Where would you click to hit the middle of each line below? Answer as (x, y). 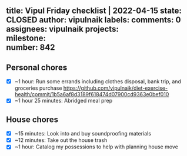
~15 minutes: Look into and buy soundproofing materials (83, 134)
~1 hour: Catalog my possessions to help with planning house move (96, 147)
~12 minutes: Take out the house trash (61, 140)
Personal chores (37, 67)
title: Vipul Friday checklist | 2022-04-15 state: (94, 11)
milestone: (26, 38)
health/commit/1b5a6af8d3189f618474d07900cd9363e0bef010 (92, 94)
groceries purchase (38, 88)
